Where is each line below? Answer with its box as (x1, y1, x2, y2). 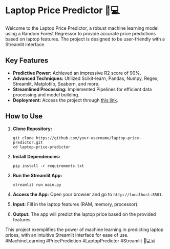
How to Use (5, 112, 43, 121)
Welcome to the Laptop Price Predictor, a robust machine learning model (5, 25, 159, 31)
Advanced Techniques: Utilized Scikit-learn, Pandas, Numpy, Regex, (12, 75, 159, 81)
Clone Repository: (12, 126, 52, 132)
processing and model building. (12, 91, 79, 98)
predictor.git (12, 140, 43, 145)
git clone (12, 135, 34, 140)
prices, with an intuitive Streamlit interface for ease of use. (5, 232, 129, 238)
